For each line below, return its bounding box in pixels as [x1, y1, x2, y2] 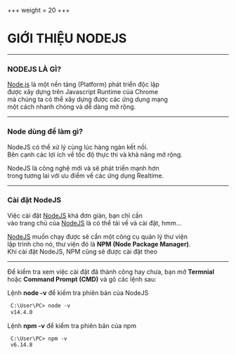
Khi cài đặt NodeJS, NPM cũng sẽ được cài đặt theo [7, 247, 158, 256]
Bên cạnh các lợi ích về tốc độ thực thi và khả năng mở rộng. [7, 150, 183, 159]
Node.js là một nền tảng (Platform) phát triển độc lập [7, 80, 159, 88]
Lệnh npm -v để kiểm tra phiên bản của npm [7, 321, 137, 329]
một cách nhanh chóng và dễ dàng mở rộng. [7, 103, 136, 111]
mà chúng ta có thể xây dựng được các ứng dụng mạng [7, 95, 169, 104]
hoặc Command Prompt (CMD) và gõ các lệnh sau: [7, 275, 157, 283]
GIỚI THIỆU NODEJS [7, 31, 127, 46]
